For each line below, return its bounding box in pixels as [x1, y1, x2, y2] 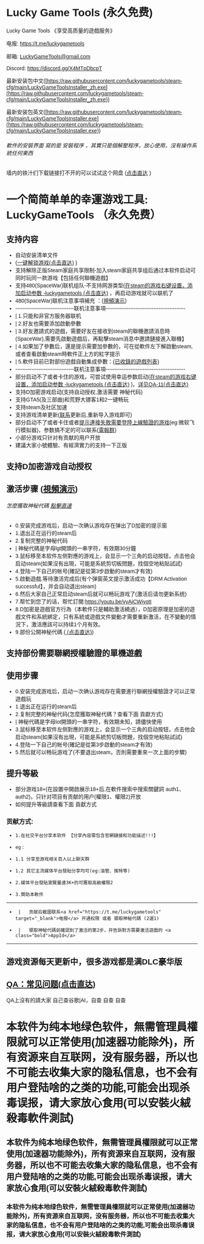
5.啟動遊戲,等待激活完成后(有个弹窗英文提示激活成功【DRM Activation [15, 576, 187, 582]
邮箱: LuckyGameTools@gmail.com [6, 53, 91, 60]
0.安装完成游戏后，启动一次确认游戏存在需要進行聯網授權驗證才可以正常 [15, 688, 195, 695]
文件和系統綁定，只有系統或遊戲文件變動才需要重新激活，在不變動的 [20, 613, 191, 621]
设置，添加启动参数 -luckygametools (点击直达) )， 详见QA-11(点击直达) [15, 381, 189, 388]
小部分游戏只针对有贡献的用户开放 [15, 435, 101, 441]
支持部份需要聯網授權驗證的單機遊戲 [6, 648, 142, 658]
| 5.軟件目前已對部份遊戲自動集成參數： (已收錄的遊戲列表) [15, 358, 160, 365]
